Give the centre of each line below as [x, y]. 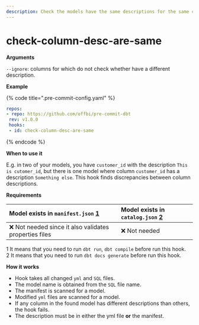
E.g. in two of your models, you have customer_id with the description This [97, 165]
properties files [30, 234]
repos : [14, 109]
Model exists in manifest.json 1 [54, 213]
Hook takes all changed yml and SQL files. [65, 278]
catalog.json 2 [142, 217]
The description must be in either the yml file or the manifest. [89, 316]
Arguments [20, 57]
